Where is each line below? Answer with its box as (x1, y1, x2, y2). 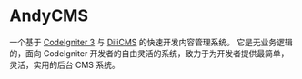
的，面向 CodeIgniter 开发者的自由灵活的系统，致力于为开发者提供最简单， (9, 47, 289, 59)
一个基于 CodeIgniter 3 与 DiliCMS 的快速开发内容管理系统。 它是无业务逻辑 (9, 36, 293, 47)
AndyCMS (9, 5, 89, 26)
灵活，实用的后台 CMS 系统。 (9, 59, 120, 70)
